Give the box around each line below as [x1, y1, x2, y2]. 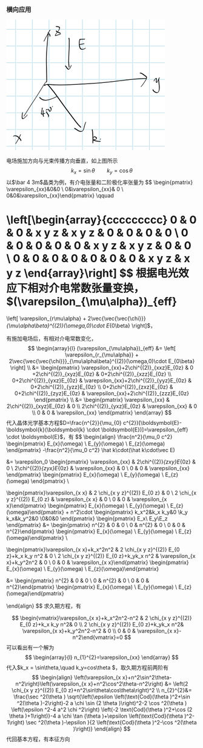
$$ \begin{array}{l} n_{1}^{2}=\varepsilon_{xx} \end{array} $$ [25, 654, 179, 661]
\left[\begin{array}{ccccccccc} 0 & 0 [6, 213, 197, 227]
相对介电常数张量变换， [27, 281, 145, 295]
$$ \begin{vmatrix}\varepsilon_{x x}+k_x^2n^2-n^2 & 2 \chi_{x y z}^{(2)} [12, 614, 192, 622]
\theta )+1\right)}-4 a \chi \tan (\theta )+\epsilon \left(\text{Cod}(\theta [8, 712, 184, 720]
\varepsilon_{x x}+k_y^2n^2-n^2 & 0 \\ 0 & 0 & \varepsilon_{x [22, 628, 173, 635]
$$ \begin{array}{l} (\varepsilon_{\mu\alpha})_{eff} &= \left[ [27, 345, 176, 352]
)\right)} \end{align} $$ [73, 725, 131, 733]
